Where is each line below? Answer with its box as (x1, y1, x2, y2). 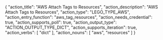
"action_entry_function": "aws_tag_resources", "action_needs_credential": (5, 14, 153, 20)
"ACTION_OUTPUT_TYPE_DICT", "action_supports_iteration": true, (5, 25, 137, 30)
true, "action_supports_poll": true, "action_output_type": (5, 19, 117, 25)
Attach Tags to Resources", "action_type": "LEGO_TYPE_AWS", (5, 9, 130, 15)
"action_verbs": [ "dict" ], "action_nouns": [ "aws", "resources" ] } (5, 30, 136, 35)
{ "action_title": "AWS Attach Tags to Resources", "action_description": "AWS (5, 4, 158, 10)
